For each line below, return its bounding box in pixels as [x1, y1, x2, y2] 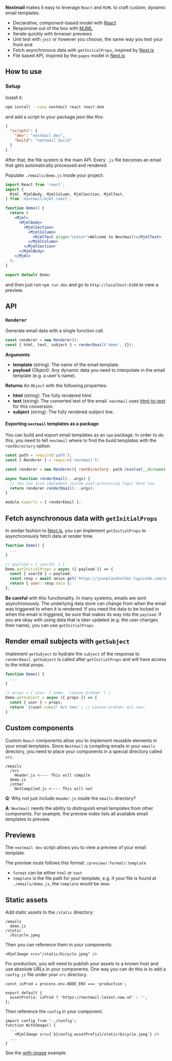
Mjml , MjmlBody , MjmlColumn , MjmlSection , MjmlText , [10, 192, 125, 197]
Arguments [5, 352, 30, 357]
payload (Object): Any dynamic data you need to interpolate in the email [12, 367, 165, 373]
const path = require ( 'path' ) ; [5, 453, 72, 458]
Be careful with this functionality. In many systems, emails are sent [5, 595, 147, 601]
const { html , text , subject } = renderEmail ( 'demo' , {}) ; [5, 343, 134, 348]
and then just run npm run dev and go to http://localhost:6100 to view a [5, 281, 159, 288]
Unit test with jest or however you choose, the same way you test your [12, 36, 163, 42]
